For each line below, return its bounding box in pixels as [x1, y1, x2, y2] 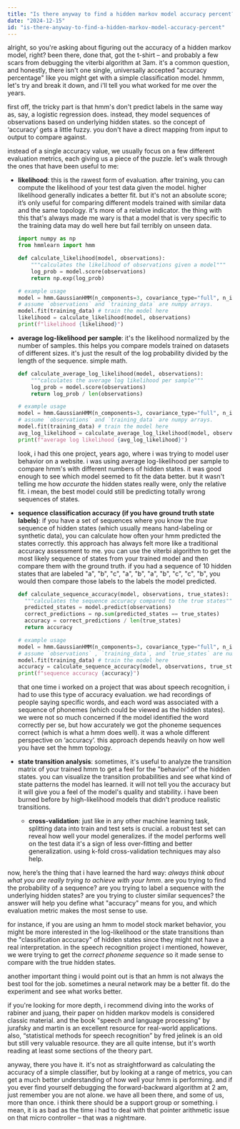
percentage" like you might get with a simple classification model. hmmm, [7, 74, 225, 82]
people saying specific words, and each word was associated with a [17, 698, 219, 707]
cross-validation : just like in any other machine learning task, [28, 817, 210, 826]
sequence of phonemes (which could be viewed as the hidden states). [17, 706, 225, 714]
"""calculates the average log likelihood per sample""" [31, 376, 204, 384]
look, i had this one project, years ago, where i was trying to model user [17, 449, 229, 458]
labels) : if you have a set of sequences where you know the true [17, 516, 208, 525]
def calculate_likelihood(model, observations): [17, 255, 166, 262]
